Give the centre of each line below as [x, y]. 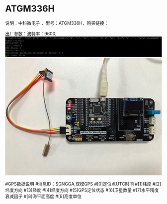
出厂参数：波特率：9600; [31, 33]
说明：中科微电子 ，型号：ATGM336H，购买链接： [57, 23]
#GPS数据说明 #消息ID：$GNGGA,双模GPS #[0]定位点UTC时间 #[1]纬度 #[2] [83, 184]
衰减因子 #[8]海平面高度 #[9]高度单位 [43, 196]
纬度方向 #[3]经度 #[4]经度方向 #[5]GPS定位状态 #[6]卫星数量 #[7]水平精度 [82, 190]
